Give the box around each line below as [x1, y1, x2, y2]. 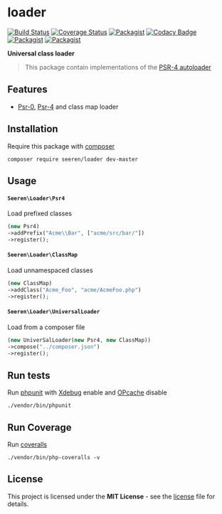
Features [7, 83, 48, 96]
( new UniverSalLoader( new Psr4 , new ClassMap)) [7, 336, 152, 343]
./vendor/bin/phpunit [7, 402, 72, 409]
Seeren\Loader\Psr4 [7, 195, 65, 202]
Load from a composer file [7, 323, 85, 331]
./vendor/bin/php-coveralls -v [7, 454, 100, 461]
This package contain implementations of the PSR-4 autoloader [24, 63, 211, 71]
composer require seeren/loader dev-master [7, 156, 139, 163]
